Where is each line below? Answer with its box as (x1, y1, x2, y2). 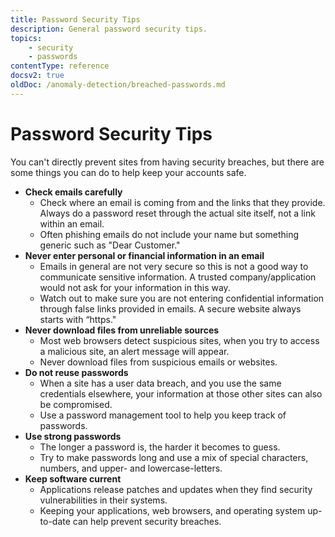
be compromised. (39, 398, 113, 410)
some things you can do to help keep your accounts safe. (10, 166, 247, 178)
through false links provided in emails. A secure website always (39, 302, 302, 315)
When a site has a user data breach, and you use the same (39, 377, 282, 389)
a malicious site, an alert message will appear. (39, 345, 230, 357)
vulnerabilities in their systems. (39, 494, 168, 506)
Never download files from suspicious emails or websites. (39, 356, 278, 368)
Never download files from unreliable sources (24, 324, 220, 336)
